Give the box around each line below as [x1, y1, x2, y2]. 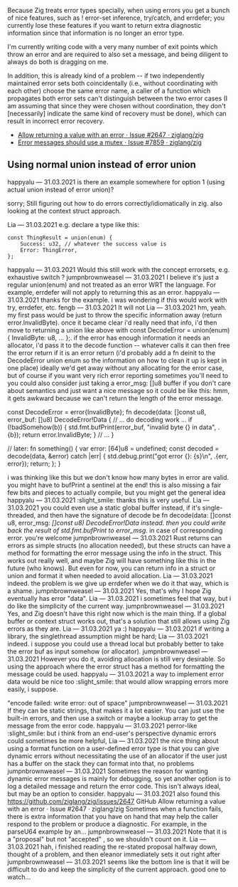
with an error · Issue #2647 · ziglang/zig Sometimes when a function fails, [7, 804, 224, 813]
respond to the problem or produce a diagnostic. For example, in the [7, 819, 207, 828]
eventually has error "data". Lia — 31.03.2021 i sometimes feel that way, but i [7, 594, 232, 602]
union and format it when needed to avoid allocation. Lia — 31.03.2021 [7, 571, 213, 579]
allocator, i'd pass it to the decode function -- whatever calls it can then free [7, 341, 230, 350]
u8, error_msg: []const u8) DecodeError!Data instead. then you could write [7, 518, 226, 527]
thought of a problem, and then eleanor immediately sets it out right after [7, 850, 220, 859]
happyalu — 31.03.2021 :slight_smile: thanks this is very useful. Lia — [7, 495, 210, 504]
